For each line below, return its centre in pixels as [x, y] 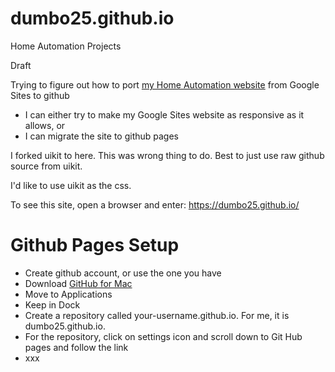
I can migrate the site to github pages [102, 136]
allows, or [45, 125]
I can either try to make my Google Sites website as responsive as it [164, 114]
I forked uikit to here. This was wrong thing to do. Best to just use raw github [167, 155]
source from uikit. [46, 166]
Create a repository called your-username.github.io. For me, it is [157, 315]
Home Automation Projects [66, 46]
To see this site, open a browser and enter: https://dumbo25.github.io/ [155, 204]
